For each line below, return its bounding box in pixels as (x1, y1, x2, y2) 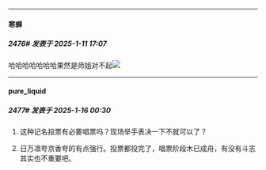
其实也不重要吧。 (19, 153, 76, 163)
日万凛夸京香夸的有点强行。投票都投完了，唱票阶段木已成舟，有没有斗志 (19, 144, 256, 153)
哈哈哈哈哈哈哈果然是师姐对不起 (8, 60, 112, 70)
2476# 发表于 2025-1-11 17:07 (8, 39, 107, 48)
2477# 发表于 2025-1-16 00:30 (8, 105, 111, 115)
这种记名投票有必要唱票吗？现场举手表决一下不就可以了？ (19, 127, 207, 137)
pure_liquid (8, 86, 47, 96)
